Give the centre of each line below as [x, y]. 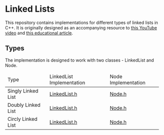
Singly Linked [23, 90]
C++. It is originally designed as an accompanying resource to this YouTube [81, 27]
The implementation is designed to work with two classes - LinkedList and [80, 60]
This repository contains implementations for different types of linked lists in [82, 22]
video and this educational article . [39, 33]
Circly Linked [22, 119]
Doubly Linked [24, 105]
